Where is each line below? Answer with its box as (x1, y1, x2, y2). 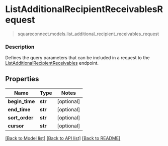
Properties (5, 74, 39, 83)
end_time (8, 106, 31, 113)
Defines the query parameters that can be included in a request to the (5, 55, 150, 61)
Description (5, 43, 35, 50)
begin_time (8, 98, 35, 105)
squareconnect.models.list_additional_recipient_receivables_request (17, 31, 159, 37)
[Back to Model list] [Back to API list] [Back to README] (5, 135, 121, 141)
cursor (8, 122, 24, 129)
